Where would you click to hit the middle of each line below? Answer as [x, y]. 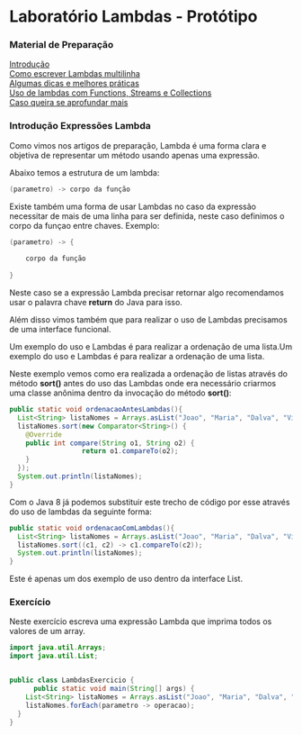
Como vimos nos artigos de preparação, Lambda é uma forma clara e [138, 145]
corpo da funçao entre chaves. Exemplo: [84, 225]
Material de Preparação [62, 45]
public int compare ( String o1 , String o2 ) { [110, 443]
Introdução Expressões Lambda [80, 126]
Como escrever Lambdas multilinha [75, 74]
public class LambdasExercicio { [72, 681]
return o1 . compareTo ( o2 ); [130, 451]
